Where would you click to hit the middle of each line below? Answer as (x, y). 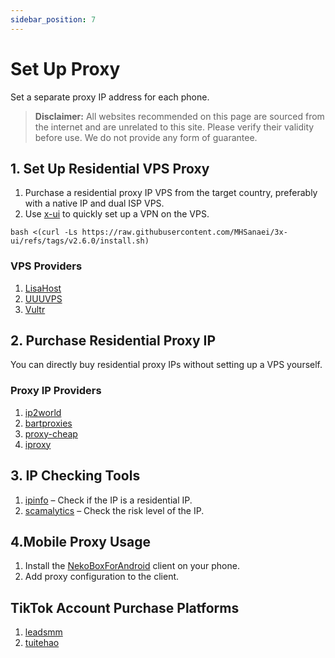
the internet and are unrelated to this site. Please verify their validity (174, 127)
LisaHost (43, 288)
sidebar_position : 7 (53, 19)
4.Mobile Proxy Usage (81, 541)
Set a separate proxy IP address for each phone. (110, 97)
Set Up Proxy (65, 68)
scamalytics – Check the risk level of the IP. (114, 510)
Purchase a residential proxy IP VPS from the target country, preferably (171, 193)
